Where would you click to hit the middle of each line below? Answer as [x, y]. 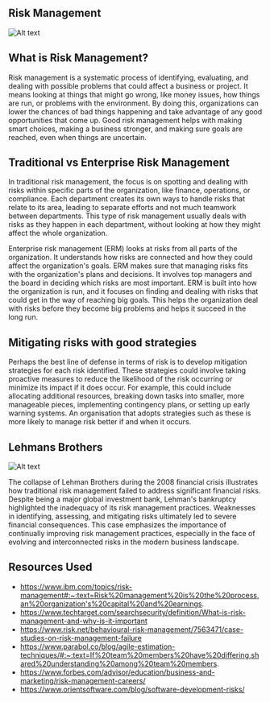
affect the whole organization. [58, 233]
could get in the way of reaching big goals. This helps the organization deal [133, 300]
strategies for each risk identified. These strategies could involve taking [127, 370]
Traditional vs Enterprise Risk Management [119, 163]
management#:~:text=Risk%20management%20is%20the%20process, [139, 595]
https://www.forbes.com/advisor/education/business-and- [117, 672]
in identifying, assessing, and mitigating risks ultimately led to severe [123, 516]
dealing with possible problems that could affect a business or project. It [128, 86]
